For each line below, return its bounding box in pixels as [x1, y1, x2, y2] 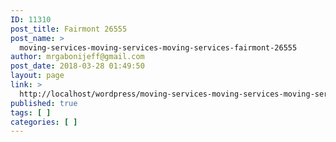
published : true [10, 98, 78, 108]
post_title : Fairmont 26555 [10, 24, 128, 34]
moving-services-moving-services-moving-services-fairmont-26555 [19, 42, 298, 53]
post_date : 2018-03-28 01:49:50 [10, 61, 145, 71]
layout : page [10, 71, 65, 81]
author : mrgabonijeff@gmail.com [10, 52, 145, 62]
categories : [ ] [10, 117, 78, 127]
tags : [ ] [10, 107, 52, 118]
